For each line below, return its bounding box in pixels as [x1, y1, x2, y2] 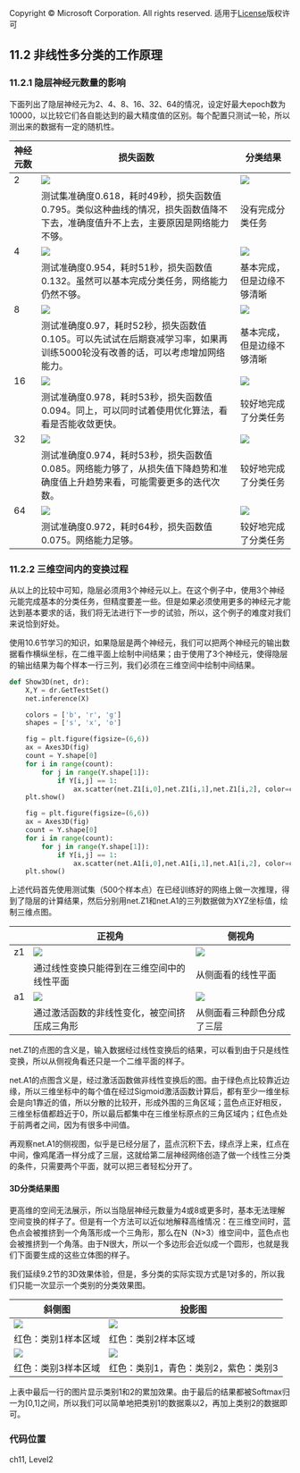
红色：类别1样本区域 [13, 1333, 101, 1345]
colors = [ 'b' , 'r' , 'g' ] [25, 710, 122, 720]
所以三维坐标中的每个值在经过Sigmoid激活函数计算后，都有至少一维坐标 [24, 1086, 290, 1097]
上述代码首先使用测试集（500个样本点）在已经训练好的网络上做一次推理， [9, 884, 282, 896]
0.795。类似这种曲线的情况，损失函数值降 [41, 203, 219, 215]
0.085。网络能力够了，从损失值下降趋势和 [41, 462, 219, 475]
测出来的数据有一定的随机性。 [9, 121, 119, 131]
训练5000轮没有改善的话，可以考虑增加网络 [41, 346, 226, 358]
